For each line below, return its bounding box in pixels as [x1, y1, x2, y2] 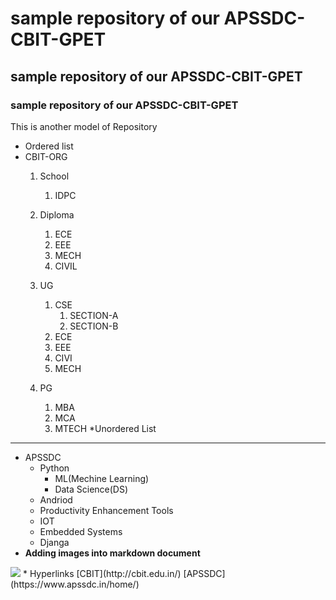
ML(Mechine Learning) [54, 472, 150, 484]
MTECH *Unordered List [54, 422, 157, 434]
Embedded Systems [39, 525, 123, 537]
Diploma [39, 208, 75, 221]
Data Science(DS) [54, 483, 129, 495]
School [39, 170, 70, 182]
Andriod [39, 493, 73, 506]
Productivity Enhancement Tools [39, 504, 174, 516]
